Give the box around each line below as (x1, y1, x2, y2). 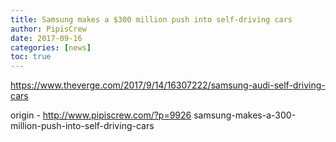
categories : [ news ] (10, 42, 92, 53)
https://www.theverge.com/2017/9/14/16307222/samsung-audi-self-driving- (10, 79, 326, 91)
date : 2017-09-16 (10, 33, 83, 43)
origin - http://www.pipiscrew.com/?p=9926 (10, 109, 192, 121)
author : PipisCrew (10, 24, 87, 34)
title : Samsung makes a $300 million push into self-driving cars (10, 14, 293, 25)
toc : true (10, 52, 52, 62)
